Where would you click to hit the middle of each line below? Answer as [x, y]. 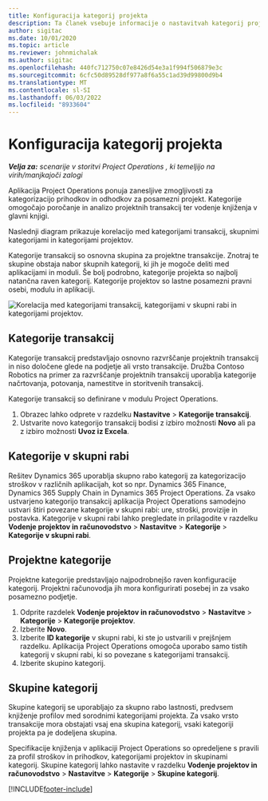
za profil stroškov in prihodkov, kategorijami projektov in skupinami [118, 757]
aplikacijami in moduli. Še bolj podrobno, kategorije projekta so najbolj [123, 273]
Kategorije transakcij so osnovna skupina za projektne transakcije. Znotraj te [134, 256]
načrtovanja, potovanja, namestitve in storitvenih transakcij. [106, 383]
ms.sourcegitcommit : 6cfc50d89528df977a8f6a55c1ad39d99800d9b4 [116, 75]
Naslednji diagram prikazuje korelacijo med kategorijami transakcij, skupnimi [134, 232]
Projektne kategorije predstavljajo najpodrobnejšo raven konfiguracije [122, 580]
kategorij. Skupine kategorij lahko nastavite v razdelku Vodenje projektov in [133, 765]
